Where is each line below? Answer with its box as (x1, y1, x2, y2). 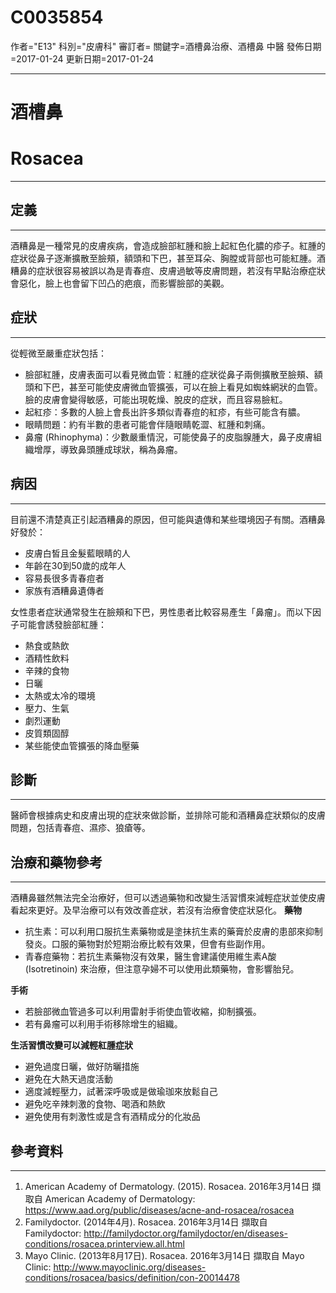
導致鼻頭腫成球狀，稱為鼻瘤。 (59, 443, 183, 455)
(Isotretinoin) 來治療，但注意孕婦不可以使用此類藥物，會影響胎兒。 (24, 963, 300, 975)
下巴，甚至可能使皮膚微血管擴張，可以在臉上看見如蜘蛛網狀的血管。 (42, 381, 323, 393)
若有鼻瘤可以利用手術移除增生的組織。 (24, 1018, 183, 1030)
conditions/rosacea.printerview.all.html (24, 1237, 185, 1250)
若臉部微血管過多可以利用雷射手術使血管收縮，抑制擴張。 (24, 1006, 262, 1018)
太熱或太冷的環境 (24, 689, 96, 701)
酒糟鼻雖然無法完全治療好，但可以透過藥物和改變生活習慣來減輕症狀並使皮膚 (10, 892, 326, 904)
